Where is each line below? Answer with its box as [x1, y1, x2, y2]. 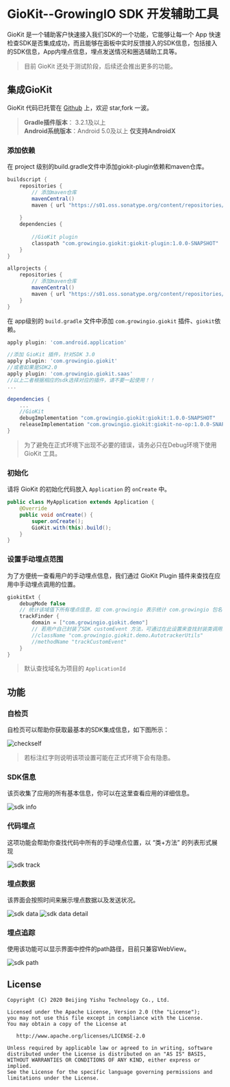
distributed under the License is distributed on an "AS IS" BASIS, [7, 1051, 207, 1057]
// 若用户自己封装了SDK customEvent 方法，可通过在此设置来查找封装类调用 [31, 626, 222, 633]
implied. [7, 1063, 32, 1070]
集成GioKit [7, 84, 53, 96]
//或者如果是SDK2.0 [7, 364, 57, 371]
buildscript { [7, 176, 48, 183]
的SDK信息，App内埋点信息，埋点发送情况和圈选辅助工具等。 [7, 47, 181, 56]
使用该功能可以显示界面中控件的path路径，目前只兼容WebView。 [7, 945, 190, 953]
